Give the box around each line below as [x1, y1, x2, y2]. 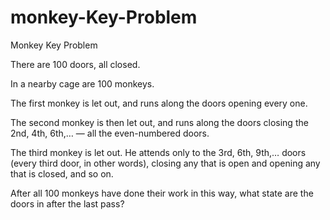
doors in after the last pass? [10, 197, 125, 210]
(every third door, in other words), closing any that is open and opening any [10, 157, 321, 169]
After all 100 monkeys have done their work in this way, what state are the [10, 187, 314, 199]
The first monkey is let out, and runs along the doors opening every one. [10, 97, 308, 109]
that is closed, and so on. [10, 167, 114, 180]
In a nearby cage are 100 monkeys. [10, 77, 155, 90]
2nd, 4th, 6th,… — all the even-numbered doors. [10, 127, 210, 139]
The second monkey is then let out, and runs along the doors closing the [10, 116, 309, 128]
